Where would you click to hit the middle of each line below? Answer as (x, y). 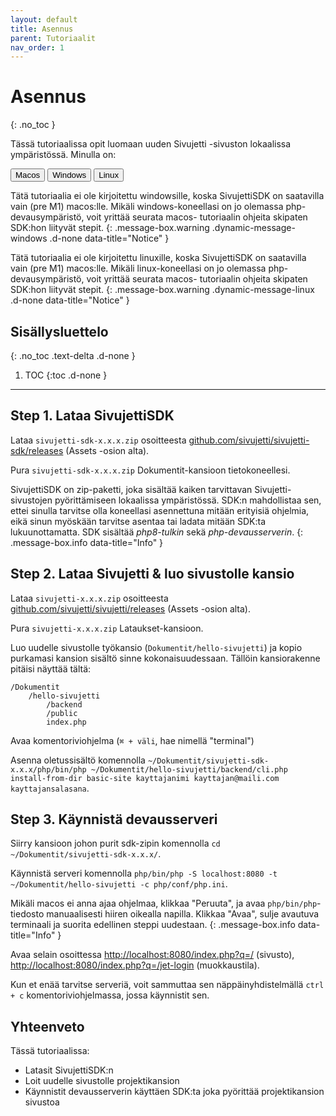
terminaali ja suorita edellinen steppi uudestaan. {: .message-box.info (153, 925)
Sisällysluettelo (59, 331)
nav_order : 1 (37, 47)
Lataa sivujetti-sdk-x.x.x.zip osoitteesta (98, 440)
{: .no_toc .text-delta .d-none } (73, 355)
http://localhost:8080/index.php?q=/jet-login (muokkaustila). (135, 965)
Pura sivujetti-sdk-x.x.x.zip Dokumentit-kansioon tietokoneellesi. (150, 470)
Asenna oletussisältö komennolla (78, 760)
